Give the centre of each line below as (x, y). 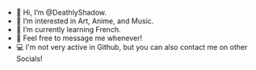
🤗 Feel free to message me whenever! (79, 38)
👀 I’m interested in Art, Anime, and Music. (85, 21)
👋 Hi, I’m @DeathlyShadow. (61, 12)
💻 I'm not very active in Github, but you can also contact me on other (132, 47)
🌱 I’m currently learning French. (68, 29)
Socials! (29, 59)
